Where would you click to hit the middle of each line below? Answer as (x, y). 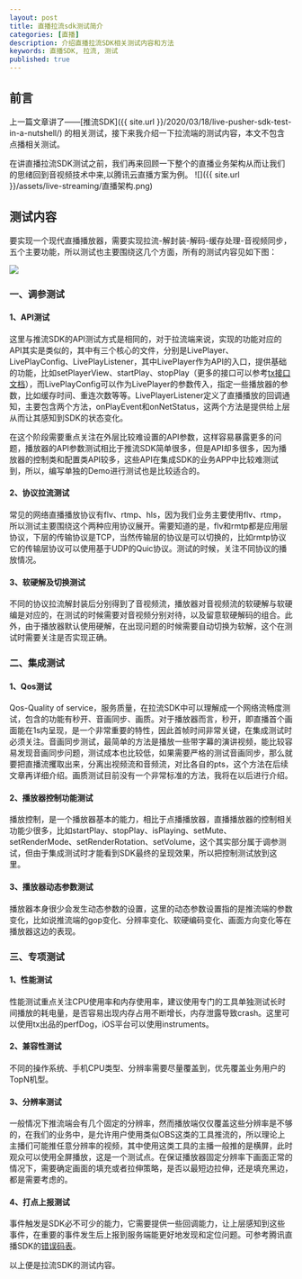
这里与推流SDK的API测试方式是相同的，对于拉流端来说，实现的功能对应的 (146, 339)
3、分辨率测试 (36, 1102)
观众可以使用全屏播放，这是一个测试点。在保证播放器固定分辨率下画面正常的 (151, 1157)
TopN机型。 (31, 1079)
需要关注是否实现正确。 (68, 638)
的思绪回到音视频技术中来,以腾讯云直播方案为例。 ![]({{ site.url (124, 174)
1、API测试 (30, 317)
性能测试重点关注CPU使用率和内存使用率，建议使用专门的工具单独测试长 (144, 1002)
